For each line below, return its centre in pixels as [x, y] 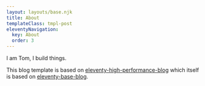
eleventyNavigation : [33, 29]
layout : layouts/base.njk [39, 12]
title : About [23, 18]
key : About [26, 35]
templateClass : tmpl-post [39, 23]
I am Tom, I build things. [36, 58]
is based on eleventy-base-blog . [47, 76]
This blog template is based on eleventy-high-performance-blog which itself [103, 70]
